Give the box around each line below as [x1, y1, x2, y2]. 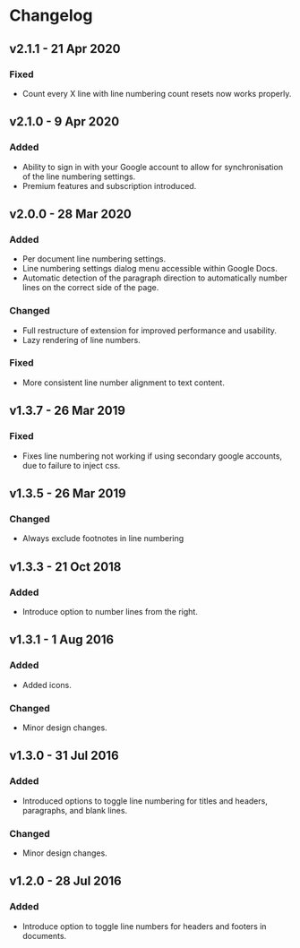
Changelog [9, 5, 93, 26]
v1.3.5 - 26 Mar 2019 [9, 486, 127, 501]
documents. [21, 930, 67, 941]
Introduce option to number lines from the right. [21, 606, 199, 616]
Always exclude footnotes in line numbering [21, 533, 184, 544]
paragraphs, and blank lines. [21, 805, 128, 815]
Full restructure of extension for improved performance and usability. [21, 324, 278, 336]
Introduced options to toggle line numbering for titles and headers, [21, 795, 269, 806]
